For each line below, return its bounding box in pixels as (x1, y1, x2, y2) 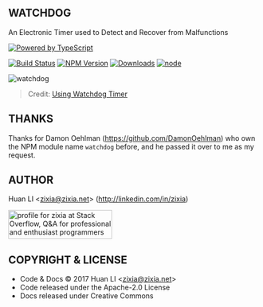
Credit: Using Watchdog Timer (27, 89, 128, 99)
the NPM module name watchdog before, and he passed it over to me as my (8, 142, 255, 151)
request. (8, 150, 36, 160)
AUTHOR (8, 173, 54, 187)
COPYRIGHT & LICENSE (8, 253, 128, 266)
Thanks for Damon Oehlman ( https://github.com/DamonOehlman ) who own (8, 133, 256, 142)
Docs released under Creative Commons (19, 291, 154, 301)
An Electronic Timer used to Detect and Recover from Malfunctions (8, 27, 229, 37)
